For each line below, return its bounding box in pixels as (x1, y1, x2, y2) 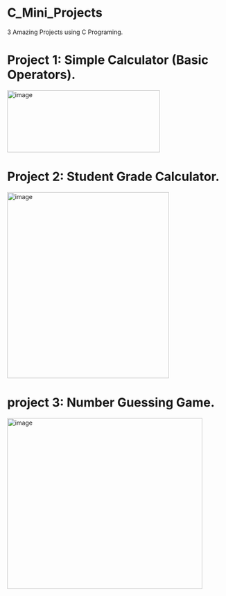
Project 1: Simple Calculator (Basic (7, 52, 209, 68)
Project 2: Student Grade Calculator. (7, 169, 220, 185)
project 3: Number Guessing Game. (7, 395, 215, 410)
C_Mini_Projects (7, 5, 103, 21)
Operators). (7, 67, 76, 83)
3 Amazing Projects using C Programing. (7, 28, 123, 36)
